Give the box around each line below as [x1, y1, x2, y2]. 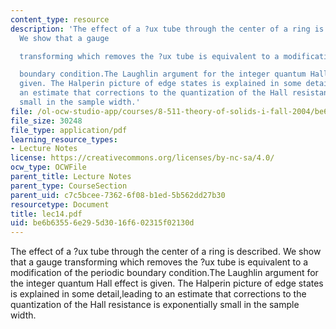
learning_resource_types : [10, 134, 118, 145]
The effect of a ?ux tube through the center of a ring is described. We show [10, 246, 322, 258]
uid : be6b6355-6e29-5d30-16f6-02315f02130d [10, 218, 195, 228]
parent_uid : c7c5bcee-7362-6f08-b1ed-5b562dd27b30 [10, 190, 226, 200]
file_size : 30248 [10, 116, 83, 126]
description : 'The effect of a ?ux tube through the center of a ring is [10, 24, 325, 34]
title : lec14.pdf [10, 209, 83, 219]
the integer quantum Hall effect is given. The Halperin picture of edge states [10, 277, 324, 290]
